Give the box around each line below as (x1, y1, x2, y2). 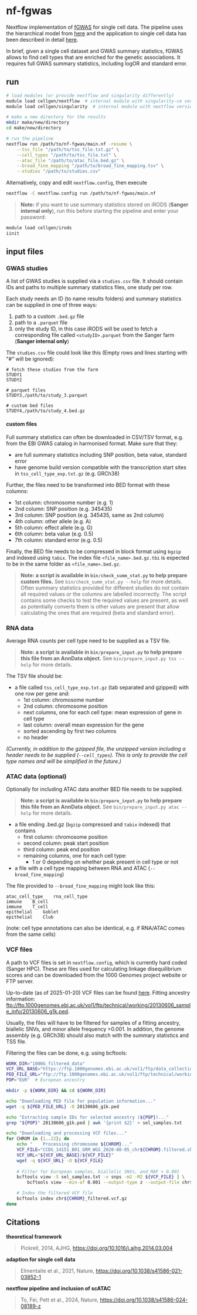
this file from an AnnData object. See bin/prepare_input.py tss (20, 654, 177, 662)
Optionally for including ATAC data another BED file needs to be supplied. (6, 786, 184, 793)
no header (23, 734, 49, 741)
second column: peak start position (23, 839, 109, 847)
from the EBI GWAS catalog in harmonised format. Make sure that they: (6, 440, 178, 447)
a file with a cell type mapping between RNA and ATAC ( (14, 865, 151, 872)
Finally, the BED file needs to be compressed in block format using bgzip (6, 548, 181, 555)
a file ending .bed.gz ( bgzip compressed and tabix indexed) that (14, 821, 171, 828)
